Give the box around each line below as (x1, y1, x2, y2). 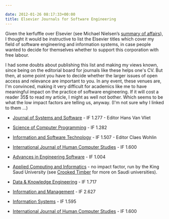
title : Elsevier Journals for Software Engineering (5, 16, 116, 22)
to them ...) (5, 105, 28, 111)
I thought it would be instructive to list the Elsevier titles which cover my (5, 36, 154, 42)
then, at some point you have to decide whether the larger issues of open (5, 72, 158, 78)
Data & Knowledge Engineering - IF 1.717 (12, 179, 97, 185)
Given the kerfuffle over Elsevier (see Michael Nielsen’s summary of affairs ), (5, 30, 163, 36)
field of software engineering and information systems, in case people (5, 41, 151, 47)
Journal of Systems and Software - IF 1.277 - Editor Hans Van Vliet (12, 114, 151, 120)
